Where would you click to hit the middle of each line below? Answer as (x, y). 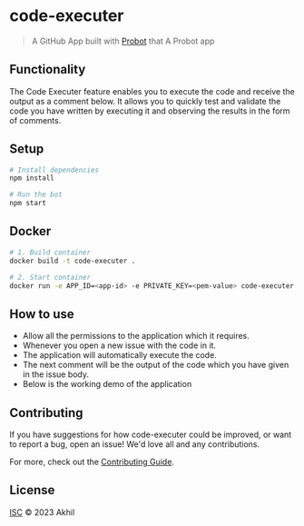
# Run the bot (36, 195)
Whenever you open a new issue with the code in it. (119, 345)
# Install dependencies (54, 170)
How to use (42, 314)
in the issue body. (55, 374)
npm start (28, 203)
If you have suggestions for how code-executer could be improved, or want (151, 434)
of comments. (35, 120)
